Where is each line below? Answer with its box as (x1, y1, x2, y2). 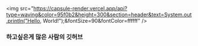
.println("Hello (6, 17, 40, 24)
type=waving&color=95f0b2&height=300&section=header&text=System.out (6, 11, 192, 18)
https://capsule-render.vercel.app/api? (33, 5, 128, 12)
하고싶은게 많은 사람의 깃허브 (6, 33, 83, 41)
